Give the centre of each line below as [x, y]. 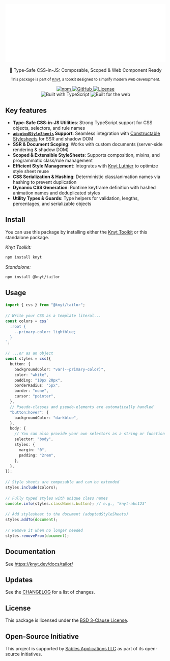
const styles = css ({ [28, 359]
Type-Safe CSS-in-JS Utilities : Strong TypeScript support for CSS [82, 122]
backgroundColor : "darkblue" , [47, 418]
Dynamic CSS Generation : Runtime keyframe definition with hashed [84, 187]
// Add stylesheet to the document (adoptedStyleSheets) [67, 514]
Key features [26, 110]
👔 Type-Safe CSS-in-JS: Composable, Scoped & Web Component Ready [86, 70]
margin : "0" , [33, 450]
